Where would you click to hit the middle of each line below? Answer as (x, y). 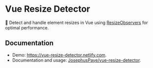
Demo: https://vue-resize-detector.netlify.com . (59, 55)
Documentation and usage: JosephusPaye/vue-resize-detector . (76, 60)
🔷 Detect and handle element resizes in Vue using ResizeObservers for (76, 23)
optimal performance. (27, 27)
